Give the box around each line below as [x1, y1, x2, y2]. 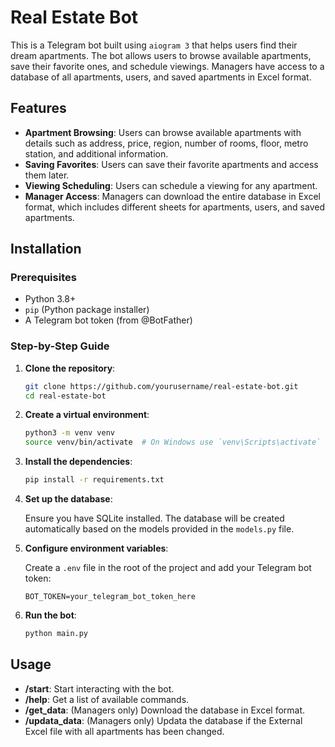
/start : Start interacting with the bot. [24, 682, 175, 695]
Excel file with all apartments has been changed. [24, 725, 225, 737]
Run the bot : [24, 609, 77, 621]
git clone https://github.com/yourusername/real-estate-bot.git [24, 381, 299, 391]
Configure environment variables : [24, 542, 169, 555]
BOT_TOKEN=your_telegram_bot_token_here [24, 592, 196, 602]
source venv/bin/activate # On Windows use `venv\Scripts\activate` [24, 437, 322, 448]
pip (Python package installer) [24, 304, 150, 316]
